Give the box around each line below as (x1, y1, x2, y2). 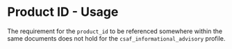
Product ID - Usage (7, 4, 119, 20)
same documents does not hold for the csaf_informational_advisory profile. (7, 34, 226, 42)
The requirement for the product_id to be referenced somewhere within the (7, 27, 223, 35)
